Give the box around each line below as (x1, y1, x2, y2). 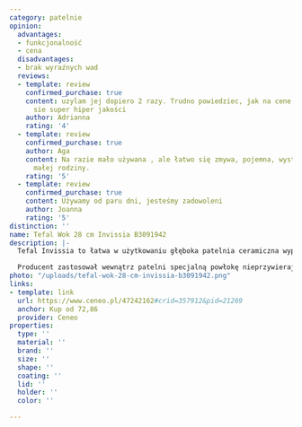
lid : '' (17, 379, 47, 388)
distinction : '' (9, 222, 70, 231)
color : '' (17, 396, 54, 405)
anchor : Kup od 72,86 (17, 304, 99, 314)
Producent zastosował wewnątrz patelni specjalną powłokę (17, 263, 240, 272)
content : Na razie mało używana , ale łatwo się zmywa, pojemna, (25, 154, 276, 164)
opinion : (9, 22, 42, 30)
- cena (17, 47, 42, 56)
